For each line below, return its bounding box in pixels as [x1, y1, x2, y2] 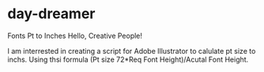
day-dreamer [7, 5, 96, 23]
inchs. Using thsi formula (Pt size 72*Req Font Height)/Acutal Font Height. [7, 55, 249, 64]
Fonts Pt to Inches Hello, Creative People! [7, 31, 143, 40]
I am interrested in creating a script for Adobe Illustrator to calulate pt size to [7, 46, 256, 55]
